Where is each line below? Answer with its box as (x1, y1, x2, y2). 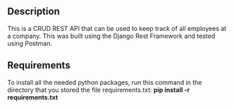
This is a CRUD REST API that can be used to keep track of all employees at (7, 24, 227, 32)
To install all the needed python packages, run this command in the (7, 78, 202, 86)
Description (7, 6, 60, 18)
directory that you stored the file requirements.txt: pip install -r (7, 86, 190, 94)
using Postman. (7, 39, 53, 48)
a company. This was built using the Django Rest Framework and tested (7, 32, 216, 40)
